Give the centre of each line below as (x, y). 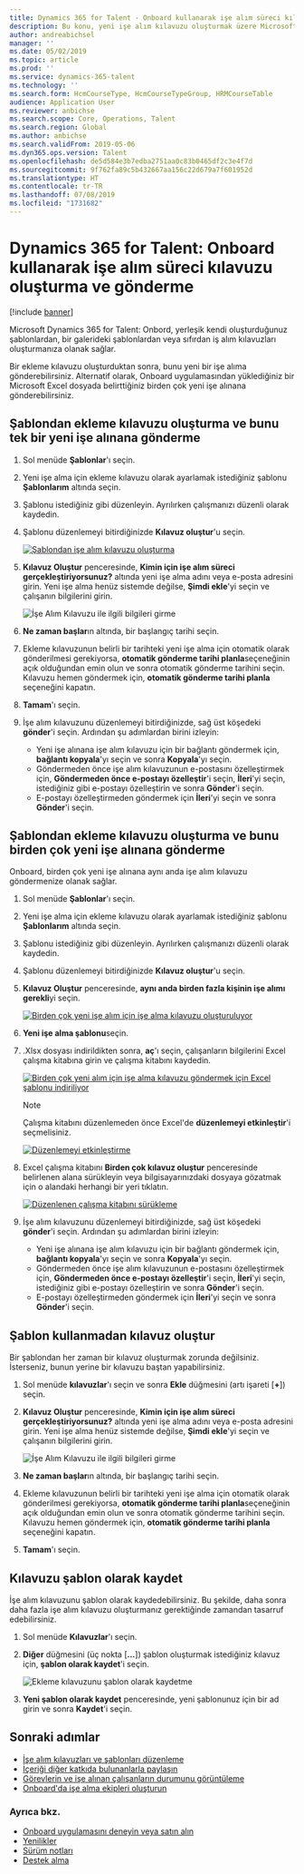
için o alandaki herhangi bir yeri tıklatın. (95, 1187)
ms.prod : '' (32, 69)
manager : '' (32, 43)
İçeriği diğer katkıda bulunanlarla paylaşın (100, 1769)
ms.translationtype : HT (54, 178)
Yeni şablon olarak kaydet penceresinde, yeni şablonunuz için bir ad (151, 1699)
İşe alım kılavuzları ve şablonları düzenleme (103, 1759)
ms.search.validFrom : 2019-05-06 (72, 144)
